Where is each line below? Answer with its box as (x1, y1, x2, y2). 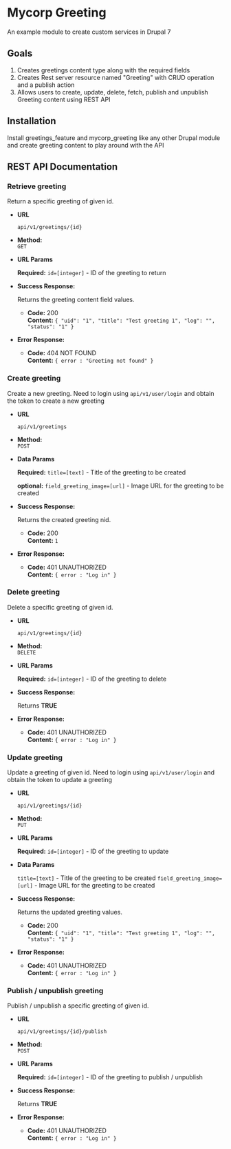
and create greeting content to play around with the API (7, 141, 164, 149)
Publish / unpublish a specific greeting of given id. (7, 1001, 149, 1010)
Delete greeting (7, 588, 60, 597)
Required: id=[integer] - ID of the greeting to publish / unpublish (16, 1073, 203, 1081)
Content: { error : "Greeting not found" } (27, 357, 154, 365)
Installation (7, 115, 56, 127)
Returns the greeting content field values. (16, 295, 135, 304)
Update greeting (7, 752, 63, 762)
